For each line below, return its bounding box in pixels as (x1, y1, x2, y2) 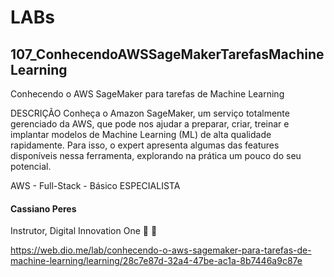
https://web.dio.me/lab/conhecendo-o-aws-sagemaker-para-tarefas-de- (10, 244, 312, 256)
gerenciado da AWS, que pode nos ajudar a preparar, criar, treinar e (10, 118, 290, 130)
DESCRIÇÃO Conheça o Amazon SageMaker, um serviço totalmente (10, 107, 290, 119)
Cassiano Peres (10, 202, 77, 215)
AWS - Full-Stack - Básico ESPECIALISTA (10, 180, 181, 191)
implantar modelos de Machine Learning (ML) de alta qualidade (10, 129, 272, 140)
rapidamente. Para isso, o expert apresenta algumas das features (10, 139, 280, 151)
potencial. (10, 161, 52, 172)
